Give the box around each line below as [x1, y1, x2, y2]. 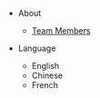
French [31, 80, 59, 90]
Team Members [31, 25, 91, 35]
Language [17, 43, 56, 54]
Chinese [31, 70, 64, 81]
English [31, 61, 60, 71]
